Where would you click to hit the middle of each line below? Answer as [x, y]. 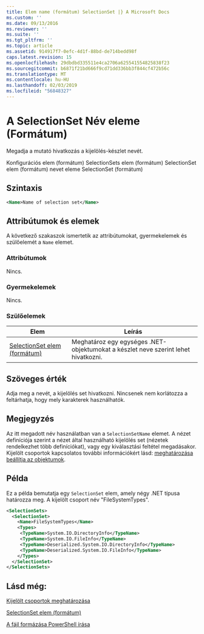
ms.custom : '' [24, 18]
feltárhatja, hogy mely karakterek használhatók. [66, 400]
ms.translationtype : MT [36, 74]
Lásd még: [26, 586]
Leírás [133, 332]
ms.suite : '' [23, 35]
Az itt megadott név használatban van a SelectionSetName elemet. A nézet [99, 433]
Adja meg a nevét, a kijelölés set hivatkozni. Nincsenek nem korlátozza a [97, 393]
